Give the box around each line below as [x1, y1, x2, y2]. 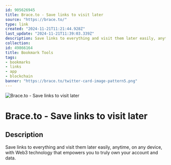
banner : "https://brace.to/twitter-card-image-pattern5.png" [5, 78, 138, 84]
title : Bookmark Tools [5, 50, 53, 55]
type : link [5, 21, 28, 27]
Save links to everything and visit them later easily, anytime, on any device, [5, 144, 163, 150]
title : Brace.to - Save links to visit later [5, 12, 103, 17]
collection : [5, 41, 31, 46]
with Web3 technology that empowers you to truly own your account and [5, 149, 158, 155]
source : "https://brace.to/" [5, 17, 67, 22]
